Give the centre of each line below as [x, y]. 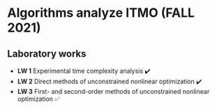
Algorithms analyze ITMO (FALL [101, 13]
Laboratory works [47, 54]
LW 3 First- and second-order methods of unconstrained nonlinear [113, 91]
